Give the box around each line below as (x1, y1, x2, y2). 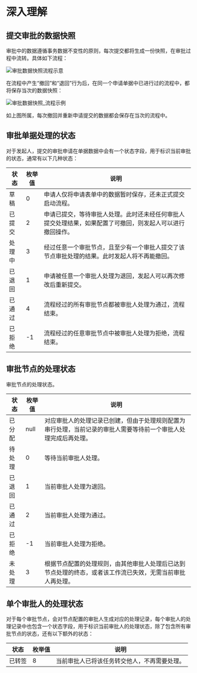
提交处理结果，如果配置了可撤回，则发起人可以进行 (43, 218, 185, 227)
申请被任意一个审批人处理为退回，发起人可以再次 (43, 271, 179, 280)
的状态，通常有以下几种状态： (6, 154, 78, 161)
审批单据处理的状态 (6, 130, 76, 141)
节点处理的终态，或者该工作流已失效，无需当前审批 (44, 568, 186, 576)
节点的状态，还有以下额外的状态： (11, 630, 94, 637)
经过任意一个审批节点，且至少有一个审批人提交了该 (43, 243, 185, 251)
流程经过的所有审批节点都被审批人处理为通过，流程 (43, 300, 185, 308)
